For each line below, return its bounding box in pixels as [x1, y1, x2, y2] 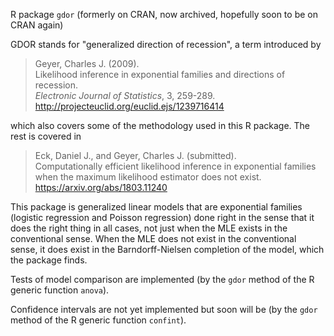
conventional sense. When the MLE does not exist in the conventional [10, 233, 297, 244]
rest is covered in [10, 130, 82, 142]
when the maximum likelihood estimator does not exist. [34, 171, 262, 183]
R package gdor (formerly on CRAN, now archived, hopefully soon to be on [10, 9, 318, 20]
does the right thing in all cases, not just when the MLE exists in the [10, 222, 288, 234]
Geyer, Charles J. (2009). [34, 58, 140, 69]
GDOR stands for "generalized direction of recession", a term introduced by [10, 39, 322, 50]
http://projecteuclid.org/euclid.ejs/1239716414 [34, 100, 225, 112]
